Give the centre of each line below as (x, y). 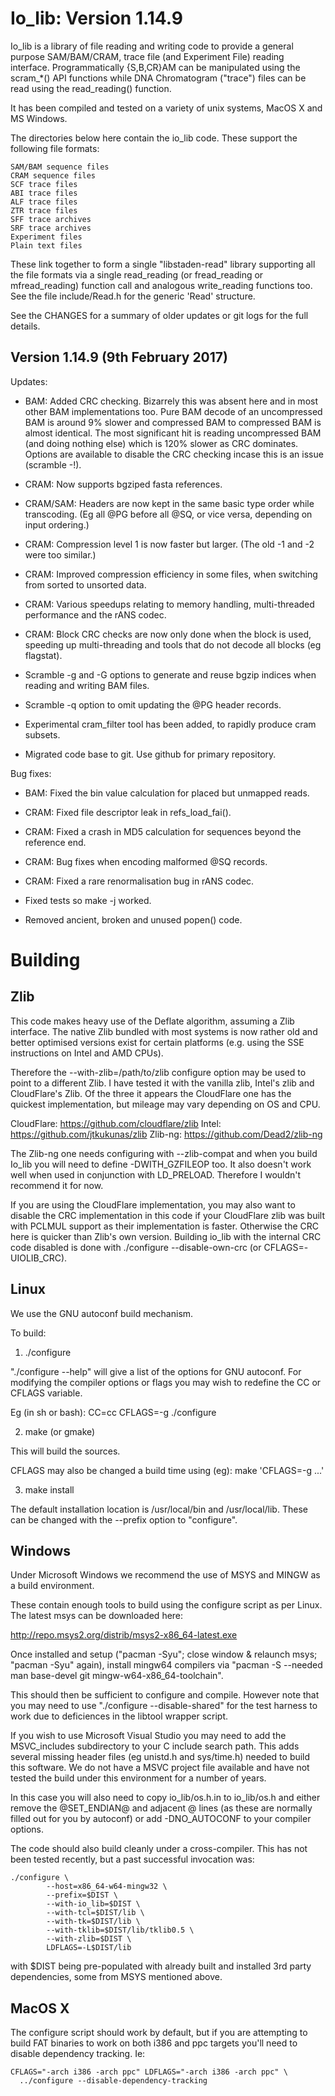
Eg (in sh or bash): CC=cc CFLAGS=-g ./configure (113, 1412)
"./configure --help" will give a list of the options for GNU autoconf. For (156, 1371)
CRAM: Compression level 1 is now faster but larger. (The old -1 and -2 (169, 544)
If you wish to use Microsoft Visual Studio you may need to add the (148, 1736)
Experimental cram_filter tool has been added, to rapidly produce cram (170, 724)
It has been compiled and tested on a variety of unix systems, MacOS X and (166, 108)
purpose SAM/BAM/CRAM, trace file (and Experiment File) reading (147, 56)
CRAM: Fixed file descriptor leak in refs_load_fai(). (128, 812)
